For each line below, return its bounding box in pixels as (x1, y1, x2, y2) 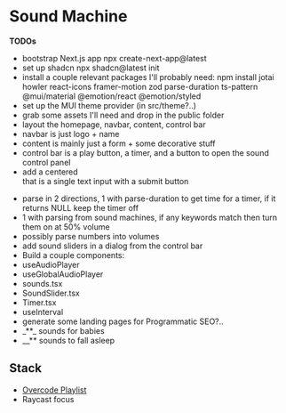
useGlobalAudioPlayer (21, 269, 104, 279)
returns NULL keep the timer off (21, 202, 139, 213)
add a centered (21, 166, 78, 177)
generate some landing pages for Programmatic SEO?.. (21, 316, 224, 327)
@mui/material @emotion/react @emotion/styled (21, 91, 202, 101)
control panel (21, 157, 71, 167)
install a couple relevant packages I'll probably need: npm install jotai (21, 71, 274, 82)
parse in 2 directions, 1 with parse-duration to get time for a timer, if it (21, 193, 276, 204)
